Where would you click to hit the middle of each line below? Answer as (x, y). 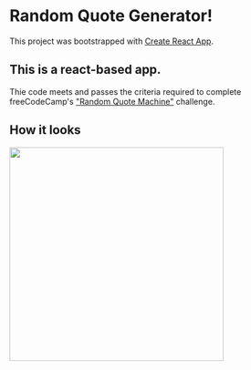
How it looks (45, 130)
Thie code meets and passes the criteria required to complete (125, 91)
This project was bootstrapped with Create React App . (112, 41)
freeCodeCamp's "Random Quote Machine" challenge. (112, 101)
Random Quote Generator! (111, 16)
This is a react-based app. (85, 70)
